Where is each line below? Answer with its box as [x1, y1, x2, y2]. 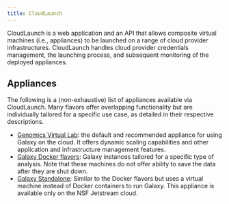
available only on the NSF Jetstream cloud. [16, 189, 138, 197]
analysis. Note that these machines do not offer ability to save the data [16, 160, 216, 168]
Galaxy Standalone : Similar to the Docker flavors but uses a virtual [16, 175, 204, 183]
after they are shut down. [16, 167, 88, 175]
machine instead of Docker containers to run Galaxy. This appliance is [16, 182, 215, 190]
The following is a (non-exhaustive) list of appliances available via [7, 96, 193, 104]
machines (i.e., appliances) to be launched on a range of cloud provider [7, 36, 208, 44]
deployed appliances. [7, 58, 68, 66]
